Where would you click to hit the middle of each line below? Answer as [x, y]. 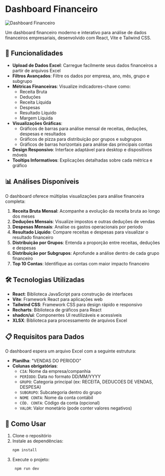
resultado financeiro [33, 237]
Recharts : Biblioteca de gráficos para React [57, 310]
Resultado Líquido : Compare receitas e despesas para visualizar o [80, 232]
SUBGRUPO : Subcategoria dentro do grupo [61, 392]
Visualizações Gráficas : [37, 123]
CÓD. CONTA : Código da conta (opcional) [60, 403]
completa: [15, 201]
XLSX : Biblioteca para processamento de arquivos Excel [70, 320]
